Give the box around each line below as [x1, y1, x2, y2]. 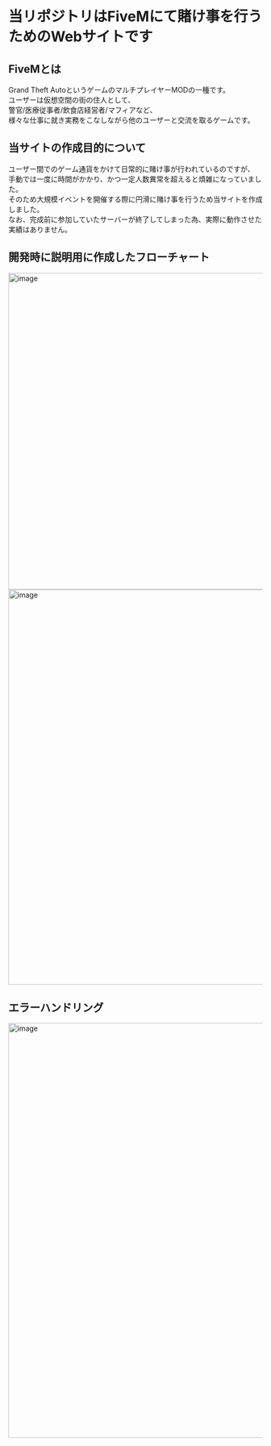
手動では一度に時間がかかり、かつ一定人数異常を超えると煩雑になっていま [8, 174, 256, 184]
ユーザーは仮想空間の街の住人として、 [8, 95, 135, 105]
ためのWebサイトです [8, 27, 153, 46]
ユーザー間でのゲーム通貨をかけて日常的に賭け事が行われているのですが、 [8, 164, 255, 173]
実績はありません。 [8, 224, 73, 234]
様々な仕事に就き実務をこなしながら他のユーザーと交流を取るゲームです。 [8, 115, 255, 125]
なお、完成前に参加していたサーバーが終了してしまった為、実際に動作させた [8, 215, 262, 224]
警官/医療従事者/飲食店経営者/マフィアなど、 [8, 106, 157, 115]
